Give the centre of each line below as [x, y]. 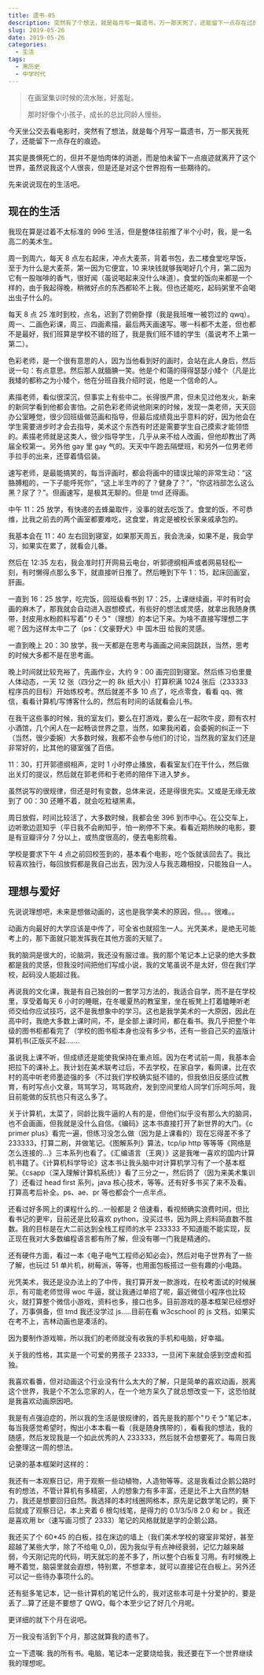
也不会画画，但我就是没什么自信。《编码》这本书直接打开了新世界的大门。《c [130, 1123]
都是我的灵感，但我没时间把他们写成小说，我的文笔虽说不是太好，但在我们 [128, 965]
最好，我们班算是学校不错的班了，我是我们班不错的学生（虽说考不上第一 [139, 334]
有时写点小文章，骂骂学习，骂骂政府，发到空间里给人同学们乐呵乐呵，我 [139, 1087]
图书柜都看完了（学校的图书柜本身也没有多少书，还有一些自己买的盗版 [135, 1031]
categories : [27, 45]
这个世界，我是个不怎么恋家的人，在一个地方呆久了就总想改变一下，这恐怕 [128, 1391]
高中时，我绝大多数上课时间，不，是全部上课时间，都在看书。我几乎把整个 [128, 1021]
